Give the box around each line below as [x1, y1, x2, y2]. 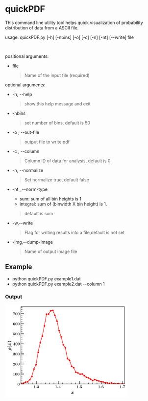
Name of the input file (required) [24, 72, 90, 78]
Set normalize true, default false [24, 176, 89, 182]
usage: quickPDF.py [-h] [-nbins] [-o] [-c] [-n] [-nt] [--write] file [5, 34, 134, 40]
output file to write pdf [24, 139, 70, 145]
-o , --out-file [12, 129, 39, 135]
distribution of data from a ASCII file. [5, 25, 79, 30]
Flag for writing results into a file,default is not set [24, 229, 125, 235]
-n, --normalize [12, 167, 44, 173]
